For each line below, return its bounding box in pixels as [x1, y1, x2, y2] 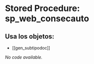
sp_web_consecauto [5, 13, 89, 24]
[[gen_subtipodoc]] [12, 45, 51, 51]
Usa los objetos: [5, 32, 54, 40]
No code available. [5, 54, 42, 60]
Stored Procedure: [5, 3, 81, 14]
